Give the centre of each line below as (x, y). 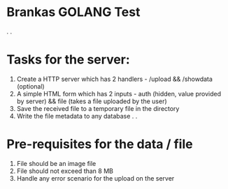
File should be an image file (56, 163)
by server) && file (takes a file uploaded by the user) (92, 101)
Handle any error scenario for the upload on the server (95, 178)
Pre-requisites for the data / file (100, 144)
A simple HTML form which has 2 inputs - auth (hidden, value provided (119, 93)
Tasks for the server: (68, 60)
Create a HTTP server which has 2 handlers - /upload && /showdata (114, 79)
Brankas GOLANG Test (73, 12)
